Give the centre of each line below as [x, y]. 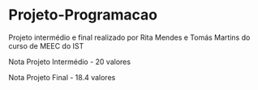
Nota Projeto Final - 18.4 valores [62, 77]
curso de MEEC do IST [46, 45]
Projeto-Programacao [83, 15]
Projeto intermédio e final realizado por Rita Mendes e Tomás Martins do [129, 37]
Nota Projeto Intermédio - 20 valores [70, 62]
